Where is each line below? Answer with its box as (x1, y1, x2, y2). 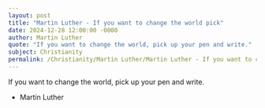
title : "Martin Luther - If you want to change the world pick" (8, 19, 224, 27)
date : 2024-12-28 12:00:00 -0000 (8, 26, 118, 34)
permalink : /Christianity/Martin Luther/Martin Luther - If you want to (8, 56, 252, 64)
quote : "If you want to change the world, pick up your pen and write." (8, 41, 252, 49)
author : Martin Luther (8, 33, 83, 42)
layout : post (8, 11, 51, 20)
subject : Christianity (8, 48, 83, 56)
